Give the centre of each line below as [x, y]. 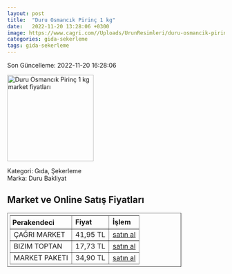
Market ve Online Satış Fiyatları [76, 200]
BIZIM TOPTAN [38, 246]
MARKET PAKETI [41, 257]
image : [17, 33]
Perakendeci [34, 222]
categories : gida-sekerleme [48, 39]
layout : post [26, 13]
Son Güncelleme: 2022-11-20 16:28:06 [62, 65]
